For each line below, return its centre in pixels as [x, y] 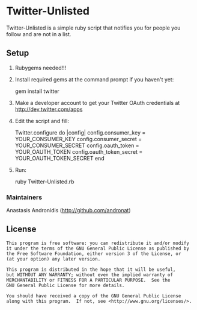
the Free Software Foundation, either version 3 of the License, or [94, 254]
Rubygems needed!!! [41, 68]
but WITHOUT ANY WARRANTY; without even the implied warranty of [89, 275]
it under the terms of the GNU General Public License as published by [98, 248]
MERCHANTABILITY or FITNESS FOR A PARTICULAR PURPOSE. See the [88, 280]
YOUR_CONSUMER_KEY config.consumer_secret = [78, 139]
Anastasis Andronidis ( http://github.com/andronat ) [68, 210]
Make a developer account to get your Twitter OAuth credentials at [97, 103]
